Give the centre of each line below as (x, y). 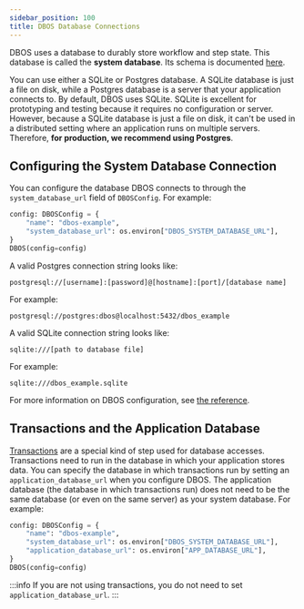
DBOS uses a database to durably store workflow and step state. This (140, 52)
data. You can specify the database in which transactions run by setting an (149, 470)
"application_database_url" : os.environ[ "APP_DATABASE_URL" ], (146, 551)
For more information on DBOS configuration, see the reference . (130, 400)
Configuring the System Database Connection (143, 166)
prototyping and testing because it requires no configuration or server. (142, 108)
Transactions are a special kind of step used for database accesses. (137, 451)
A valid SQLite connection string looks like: (90, 332)
